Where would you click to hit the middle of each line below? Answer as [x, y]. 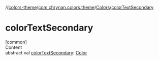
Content [14, 47]
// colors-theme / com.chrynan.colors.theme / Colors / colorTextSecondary [80, 7]
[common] [16, 42]
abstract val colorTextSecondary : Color [46, 52]
